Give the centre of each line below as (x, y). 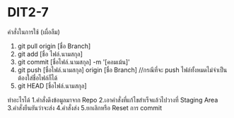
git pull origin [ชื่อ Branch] (54, 46)
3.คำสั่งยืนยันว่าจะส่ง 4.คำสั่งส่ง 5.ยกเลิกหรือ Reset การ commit (85, 107)
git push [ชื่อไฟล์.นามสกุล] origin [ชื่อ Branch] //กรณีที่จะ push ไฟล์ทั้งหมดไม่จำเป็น (122, 70)
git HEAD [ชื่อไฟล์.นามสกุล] (52, 85)
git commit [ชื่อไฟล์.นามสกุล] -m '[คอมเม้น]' (74, 61)
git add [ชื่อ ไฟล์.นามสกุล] (50, 54)
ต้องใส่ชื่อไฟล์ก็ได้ (37, 78)
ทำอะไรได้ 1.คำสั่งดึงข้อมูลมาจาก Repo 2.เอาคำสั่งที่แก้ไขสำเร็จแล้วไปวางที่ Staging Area (113, 100)
